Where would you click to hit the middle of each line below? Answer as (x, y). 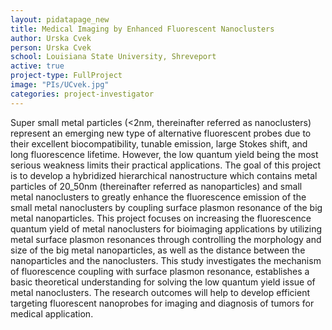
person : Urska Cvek (51, 47)
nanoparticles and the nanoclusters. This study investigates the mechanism (166, 260)
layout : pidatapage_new (60, 19)
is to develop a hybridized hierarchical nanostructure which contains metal (164, 175)
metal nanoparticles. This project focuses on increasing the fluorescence (161, 218)
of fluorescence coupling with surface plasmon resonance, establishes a (160, 271)
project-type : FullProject (66, 76)
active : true (37, 66)
